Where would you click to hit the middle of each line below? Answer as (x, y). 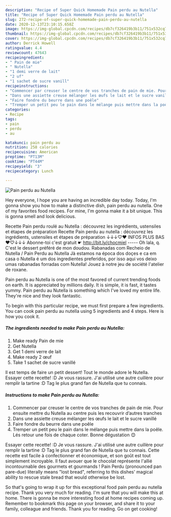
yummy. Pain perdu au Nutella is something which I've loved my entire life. (83, 290)
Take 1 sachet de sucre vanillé (44, 362)
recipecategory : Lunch (29, 171)
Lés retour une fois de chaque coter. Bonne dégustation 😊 (74, 435)
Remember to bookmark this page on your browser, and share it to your (80, 504)
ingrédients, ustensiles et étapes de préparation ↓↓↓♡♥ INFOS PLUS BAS (85, 237)
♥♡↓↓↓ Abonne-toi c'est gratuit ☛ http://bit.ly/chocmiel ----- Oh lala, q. (83, 242)
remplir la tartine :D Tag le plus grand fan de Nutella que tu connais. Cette (82, 450)
